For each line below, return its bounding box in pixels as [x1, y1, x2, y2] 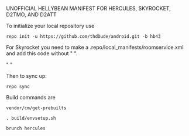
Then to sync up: [6, 73, 47, 79]
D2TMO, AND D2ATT [6, 11, 57, 18]
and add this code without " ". [6, 50, 78, 57]
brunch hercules [6, 126, 46, 131]
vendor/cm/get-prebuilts [6, 105, 67, 111]
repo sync [6, 84, 30, 90]
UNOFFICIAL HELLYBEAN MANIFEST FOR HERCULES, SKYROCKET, [6, 5, 171, 12]
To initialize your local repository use [6, 23, 95, 29]
